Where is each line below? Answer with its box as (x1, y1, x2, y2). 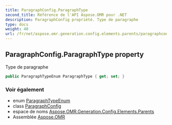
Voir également (5, 86, 45, 93)
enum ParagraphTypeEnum (12, 97, 71, 103)
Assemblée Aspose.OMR (12, 114, 66, 120)
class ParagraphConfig (12, 103, 61, 109)
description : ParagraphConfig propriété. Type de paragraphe (5, 17, 139, 22)
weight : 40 (5, 27, 29, 32)
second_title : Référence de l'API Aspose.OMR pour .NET (5, 12, 127, 17)
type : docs (5, 22, 29, 27)
